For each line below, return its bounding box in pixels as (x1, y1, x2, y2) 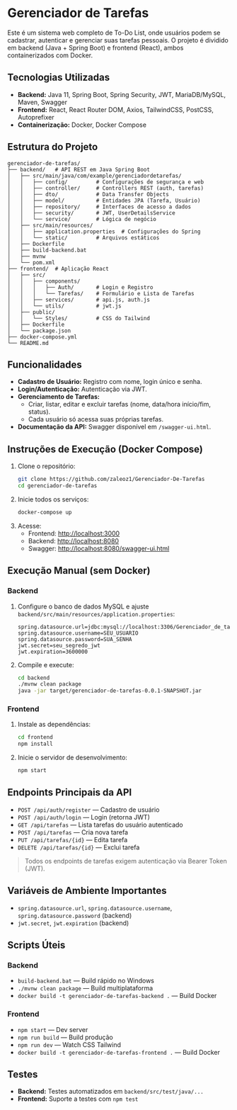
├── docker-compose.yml (7, 333, 78, 341)
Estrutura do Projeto (7, 141, 98, 153)
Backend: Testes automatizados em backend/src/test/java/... (17, 1087, 204, 1096)
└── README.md (7, 339, 50, 346)
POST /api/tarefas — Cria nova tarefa (17, 827, 129, 837)
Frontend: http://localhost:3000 (28, 529, 120, 538)
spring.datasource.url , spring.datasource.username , (17, 903, 173, 912)
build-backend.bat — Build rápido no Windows (17, 976, 154, 985)
